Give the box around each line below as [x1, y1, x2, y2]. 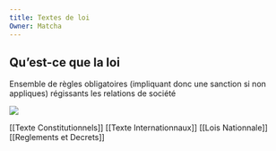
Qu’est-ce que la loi [9, 55, 121, 70]
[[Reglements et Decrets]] [9, 132, 105, 143]
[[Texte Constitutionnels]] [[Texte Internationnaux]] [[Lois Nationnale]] [9, 122, 269, 133]
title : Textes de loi [9, 13, 91, 22]
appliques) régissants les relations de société [9, 88, 177, 99]
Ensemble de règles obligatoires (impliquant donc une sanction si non [9, 78, 267, 90]
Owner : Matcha [9, 22, 63, 31]
